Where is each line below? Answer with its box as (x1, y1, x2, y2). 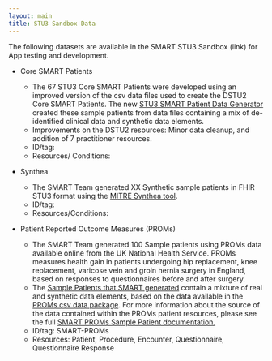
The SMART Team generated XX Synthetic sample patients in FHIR (32, 182, 255, 191)
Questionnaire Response (32, 342, 115, 353)
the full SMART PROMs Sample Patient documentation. (32, 317, 216, 327)
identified (32, 116, 65, 126)
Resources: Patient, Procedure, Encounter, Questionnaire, (32, 334, 225, 344)
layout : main (8, 11, 53, 20)
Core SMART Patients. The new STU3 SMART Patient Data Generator (32, 99, 264, 109)
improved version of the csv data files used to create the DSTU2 (32, 90, 247, 100)
